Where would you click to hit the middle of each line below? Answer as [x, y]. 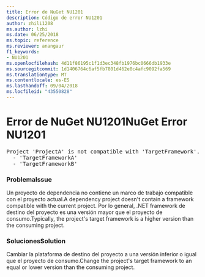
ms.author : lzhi [27, 29]
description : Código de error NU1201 [54, 18]
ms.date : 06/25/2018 [33, 35]
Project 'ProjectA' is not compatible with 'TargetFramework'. [103, 151]
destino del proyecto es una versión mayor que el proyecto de [84, 212]
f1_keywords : [23, 52]
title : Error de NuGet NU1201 [45, 12]
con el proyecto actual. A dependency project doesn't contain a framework [100, 199]
